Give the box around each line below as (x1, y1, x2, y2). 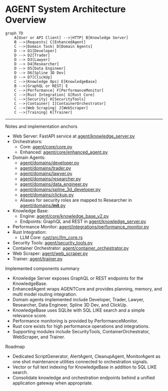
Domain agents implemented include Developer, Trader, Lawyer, (12, 296, 144, 302)
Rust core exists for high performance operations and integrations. (12, 323, 150, 329)
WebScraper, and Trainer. (12, 334, 65, 340)
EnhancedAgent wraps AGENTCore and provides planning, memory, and (12, 286, 162, 292)
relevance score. (12, 312, 47, 318)
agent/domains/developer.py (19, 160, 79, 166)
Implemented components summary (5, 265, 80, 272)
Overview (5, 14, 46, 26)
